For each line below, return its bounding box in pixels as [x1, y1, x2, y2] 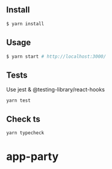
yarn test [6, 97, 31, 104]
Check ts [6, 114, 40, 124]
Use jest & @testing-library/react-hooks [6, 86, 105, 93]
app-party [6, 150, 59, 164]
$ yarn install [6, 20, 45, 26]
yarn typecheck [6, 130, 45, 136]
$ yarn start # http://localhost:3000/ [6, 54, 107, 60]
